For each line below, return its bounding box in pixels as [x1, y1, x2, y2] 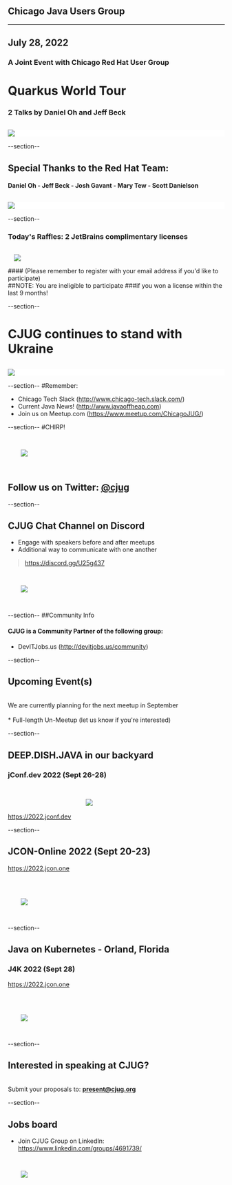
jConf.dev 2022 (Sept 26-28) [8, 770, 107, 779]
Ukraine [8, 341, 54, 356]
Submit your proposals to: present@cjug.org [8, 1085, 136, 1093]
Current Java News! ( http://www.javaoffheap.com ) [17, 402, 162, 410]
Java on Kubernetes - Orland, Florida [8, 943, 169, 955]
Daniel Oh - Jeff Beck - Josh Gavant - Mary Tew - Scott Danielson [8, 182, 199, 190]
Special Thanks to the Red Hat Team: [8, 162, 169, 174]
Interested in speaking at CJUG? [8, 1059, 149, 1071]
